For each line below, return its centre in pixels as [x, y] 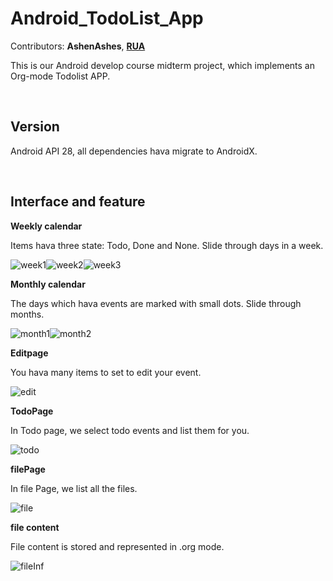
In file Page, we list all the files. [74, 488]
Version [35, 127]
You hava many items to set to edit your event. [106, 372]
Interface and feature [78, 202]
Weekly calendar [46, 226]
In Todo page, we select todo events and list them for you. [130, 430]
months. [27, 314]
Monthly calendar [48, 284]
